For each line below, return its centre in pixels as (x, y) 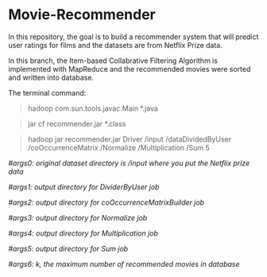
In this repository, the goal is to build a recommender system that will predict (133, 37)
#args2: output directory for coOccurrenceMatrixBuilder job (106, 202)
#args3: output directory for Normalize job (78, 217)
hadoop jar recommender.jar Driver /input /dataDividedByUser (130, 139)
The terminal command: (47, 92)
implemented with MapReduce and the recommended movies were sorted (130, 68)
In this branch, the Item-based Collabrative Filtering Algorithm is (113, 60)
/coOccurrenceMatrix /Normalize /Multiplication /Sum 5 (119, 147)
